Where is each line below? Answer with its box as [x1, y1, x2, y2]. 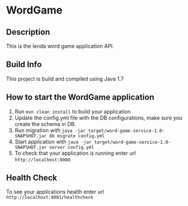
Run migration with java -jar [14, 127, 86, 134]
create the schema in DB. [14, 120, 77, 127]
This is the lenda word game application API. [6, 42, 114, 49]
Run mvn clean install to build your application [14, 108, 131, 115]
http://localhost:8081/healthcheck [6, 195, 94, 201]
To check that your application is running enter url [14, 149, 136, 157]
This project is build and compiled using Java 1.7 [6, 75, 124, 82]
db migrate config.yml [49, 133, 105, 139]
